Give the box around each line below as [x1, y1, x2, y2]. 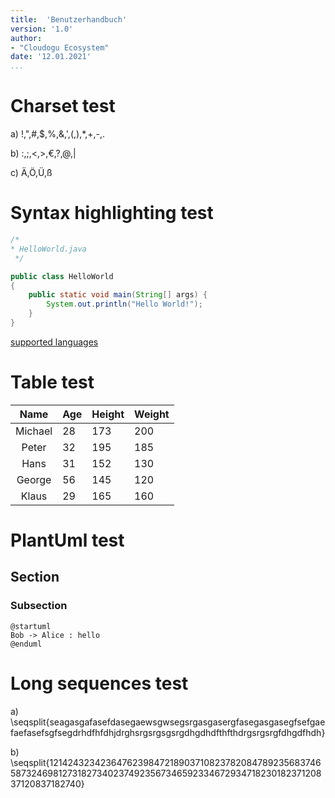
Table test [10, 371, 95, 394]
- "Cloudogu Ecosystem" [10, 42, 110, 53]
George [16, 472, 52, 486]
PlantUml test [10, 529, 125, 551]
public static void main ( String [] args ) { [28, 290, 208, 300]
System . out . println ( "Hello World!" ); [46, 299, 203, 310]
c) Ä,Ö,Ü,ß [10, 167, 53, 179]
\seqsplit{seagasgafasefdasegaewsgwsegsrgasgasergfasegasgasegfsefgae [10, 716, 326, 728]
